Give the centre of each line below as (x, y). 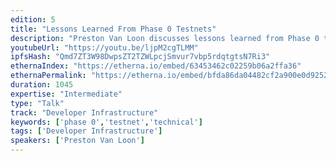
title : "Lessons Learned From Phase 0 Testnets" (113, 29)
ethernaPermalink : (48, 76)
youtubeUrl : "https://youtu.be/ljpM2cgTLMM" (104, 47)
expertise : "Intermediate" (66, 94)
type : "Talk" (37, 103)
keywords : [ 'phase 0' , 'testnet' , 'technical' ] (106, 122)
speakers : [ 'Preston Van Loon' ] (77, 141)
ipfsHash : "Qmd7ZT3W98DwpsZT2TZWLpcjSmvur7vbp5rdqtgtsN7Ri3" (140, 57)
